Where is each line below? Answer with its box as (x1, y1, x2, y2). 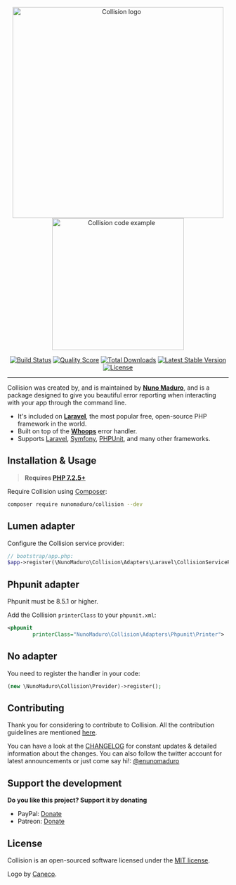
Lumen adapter (7, 521, 76, 533)
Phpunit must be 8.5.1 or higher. (7, 597, 98, 606)
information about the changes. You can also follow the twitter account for (7, 749, 223, 758)
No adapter (7, 651, 58, 663)
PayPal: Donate (17, 810, 62, 818)
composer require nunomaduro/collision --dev (7, 500, 143, 508)
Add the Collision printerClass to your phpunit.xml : (7, 611, 157, 619)
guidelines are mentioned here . (7, 728, 98, 737)
